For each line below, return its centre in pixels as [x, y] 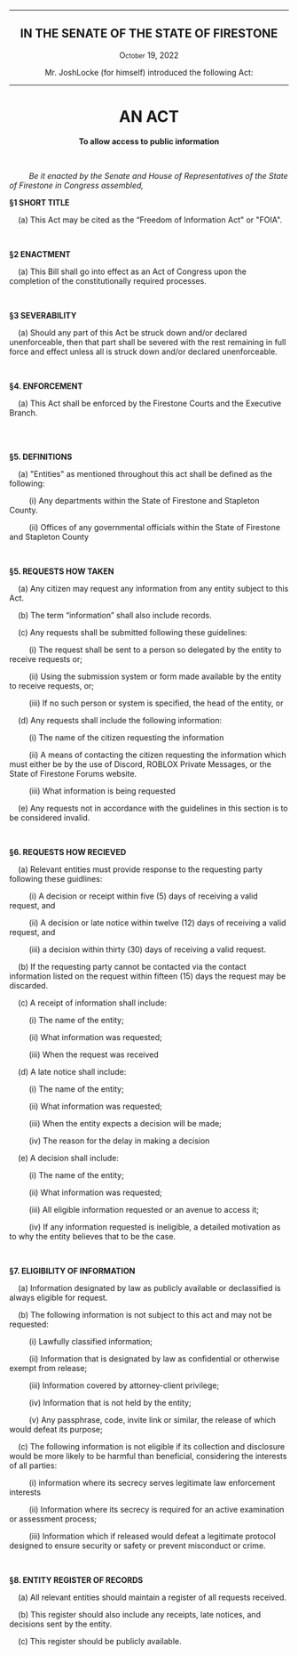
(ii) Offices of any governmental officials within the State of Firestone [155, 527]
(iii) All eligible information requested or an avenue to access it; [144, 1209]
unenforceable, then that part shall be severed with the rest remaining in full [148, 342]
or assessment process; [53, 1519]
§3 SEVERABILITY [43, 315]
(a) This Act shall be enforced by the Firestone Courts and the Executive [149, 403]
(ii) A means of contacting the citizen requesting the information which [157, 755]
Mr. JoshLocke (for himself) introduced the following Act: [149, 72]
